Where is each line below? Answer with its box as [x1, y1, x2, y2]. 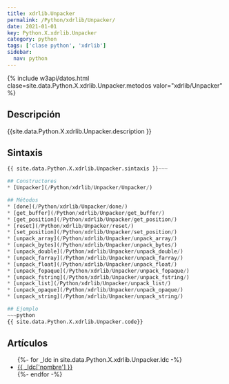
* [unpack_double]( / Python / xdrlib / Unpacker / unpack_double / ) [7, 248, 184, 255]
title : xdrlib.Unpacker [7, 10, 76, 17]
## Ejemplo [7, 305, 39, 312]
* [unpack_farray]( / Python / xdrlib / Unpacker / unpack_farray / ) [7, 254, 184, 261]
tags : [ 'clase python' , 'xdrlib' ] [7, 42, 107, 49]
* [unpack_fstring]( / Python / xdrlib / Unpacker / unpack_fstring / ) [7, 273, 190, 280]
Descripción [7, 108, 61, 121]
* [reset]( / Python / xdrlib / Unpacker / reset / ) [7, 222, 135, 229]
